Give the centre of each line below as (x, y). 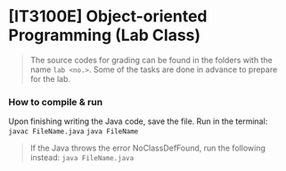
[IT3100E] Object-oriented (108, 16)
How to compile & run (56, 102)
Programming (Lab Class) (105, 35)
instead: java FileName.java (82, 158)
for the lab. (50, 78)
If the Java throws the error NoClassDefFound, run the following (148, 148)
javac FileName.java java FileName (74, 132)
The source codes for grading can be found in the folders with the (151, 60)
